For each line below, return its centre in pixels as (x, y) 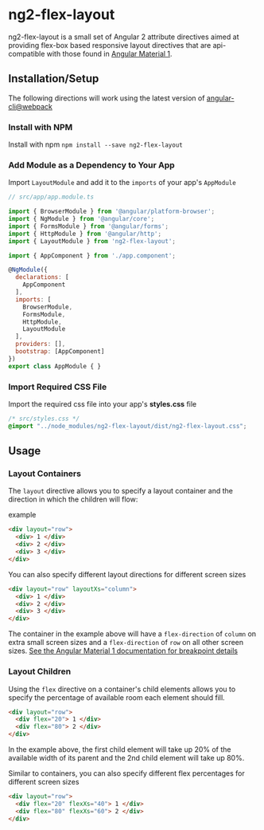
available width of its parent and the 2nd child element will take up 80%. (126, 758)
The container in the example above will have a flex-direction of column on (132, 634)
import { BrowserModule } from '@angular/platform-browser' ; (112, 212)
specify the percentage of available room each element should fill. (116, 697)
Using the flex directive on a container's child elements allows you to (122, 689)
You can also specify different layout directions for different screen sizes (127, 574)
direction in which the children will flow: (73, 499)
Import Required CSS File (58, 387)
